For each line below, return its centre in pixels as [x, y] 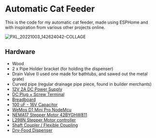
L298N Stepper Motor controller [44, 120]
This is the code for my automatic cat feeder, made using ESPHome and [77, 22]
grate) [18, 79]
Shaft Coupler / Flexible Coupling [45, 125]
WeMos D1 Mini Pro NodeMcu [42, 110]
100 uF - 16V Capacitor [35, 104]
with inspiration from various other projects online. [55, 27]
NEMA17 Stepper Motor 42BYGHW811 [50, 115]
